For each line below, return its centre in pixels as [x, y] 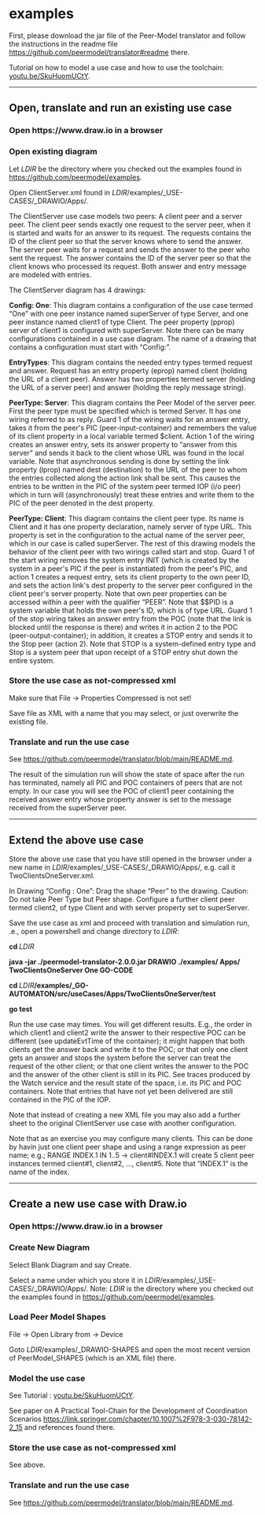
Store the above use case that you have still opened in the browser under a [131, 858]
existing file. [29, 721]
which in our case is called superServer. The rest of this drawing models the [132, 543]
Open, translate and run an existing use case [121, 108]
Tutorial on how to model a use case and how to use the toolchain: [116, 67]
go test [21, 1009]
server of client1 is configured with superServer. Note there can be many [127, 330]
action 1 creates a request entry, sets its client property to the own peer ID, [130, 576]
